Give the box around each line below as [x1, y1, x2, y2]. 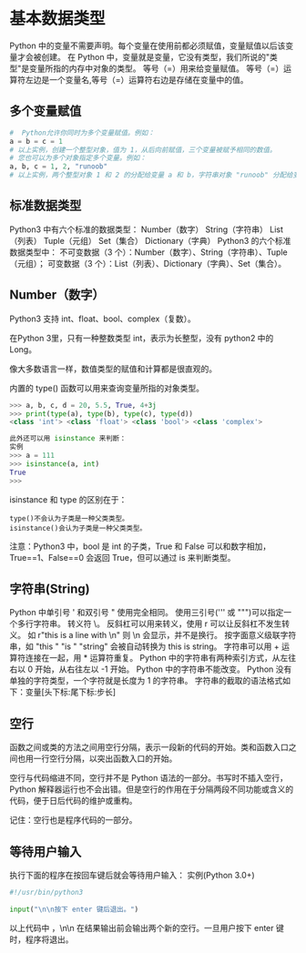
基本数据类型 [9, 8, 107, 29]
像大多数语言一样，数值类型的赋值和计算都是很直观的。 [9, 363, 217, 374]
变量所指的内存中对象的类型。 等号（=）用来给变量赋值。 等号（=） [28, 63, 284, 74]
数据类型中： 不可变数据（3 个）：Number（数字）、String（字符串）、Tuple [9, 247, 289, 258]
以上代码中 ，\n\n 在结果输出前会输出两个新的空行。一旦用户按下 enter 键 [9, 922, 284, 933]
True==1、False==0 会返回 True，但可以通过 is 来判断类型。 [9, 552, 236, 563]
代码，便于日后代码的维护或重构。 [9, 796, 138, 806]
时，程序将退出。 [9, 934, 74, 945]
